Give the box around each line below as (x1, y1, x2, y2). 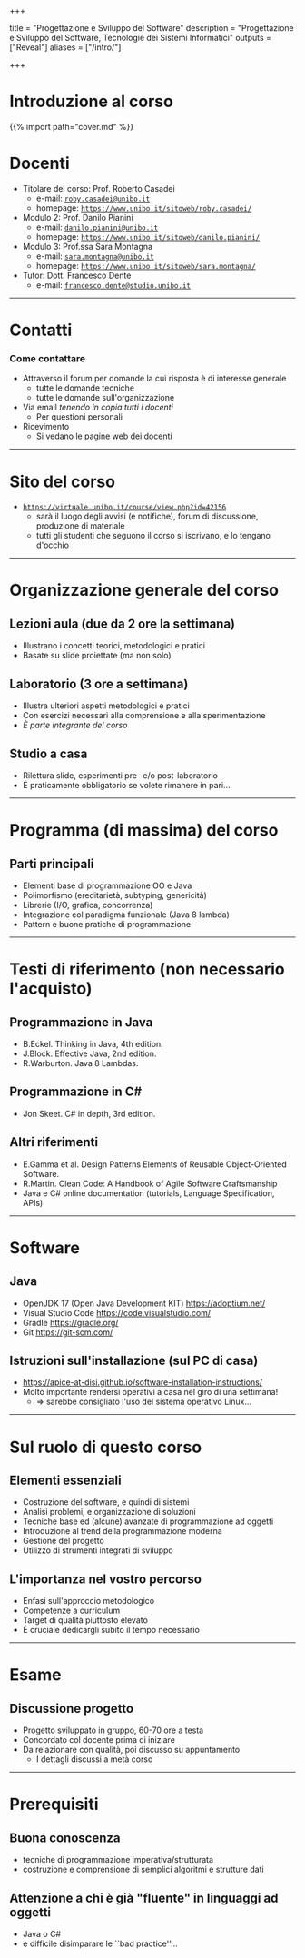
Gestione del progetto (22, 1536, 104, 1547)
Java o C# (22, 1928, 62, 1939)
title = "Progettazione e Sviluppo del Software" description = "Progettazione (9, 23, 294, 33)
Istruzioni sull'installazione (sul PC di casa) (9, 1352, 259, 1368)
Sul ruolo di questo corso (9, 1437, 202, 1458)
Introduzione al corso (9, 92, 174, 112)
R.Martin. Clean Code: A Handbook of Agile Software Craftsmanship (22, 1178, 278, 1189)
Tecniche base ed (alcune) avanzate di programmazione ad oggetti (22, 1516, 274, 1527)
